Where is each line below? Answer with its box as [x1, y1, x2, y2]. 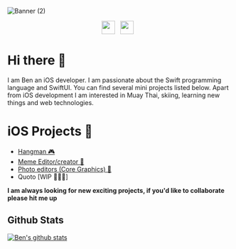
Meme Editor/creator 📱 [17, 157, 85, 166]
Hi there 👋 [7, 52, 66, 69]
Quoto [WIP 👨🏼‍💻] [17, 172, 69, 181]
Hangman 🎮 [17, 147, 55, 155]
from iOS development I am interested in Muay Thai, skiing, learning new [7, 91, 220, 99]
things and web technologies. [7, 98, 94, 106]
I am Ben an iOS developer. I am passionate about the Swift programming [7, 75, 222, 84]
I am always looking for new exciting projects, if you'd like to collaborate [7, 186, 225, 194]
